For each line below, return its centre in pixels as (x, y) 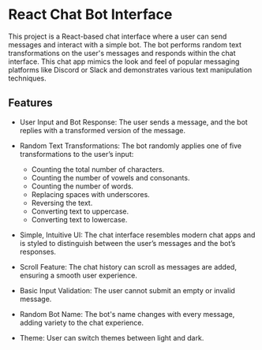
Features (30, 103)
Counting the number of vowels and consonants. (110, 177)
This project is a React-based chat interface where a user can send (118, 36)
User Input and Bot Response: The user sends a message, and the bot (134, 122)
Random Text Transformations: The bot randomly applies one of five (131, 145)
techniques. (27, 78)
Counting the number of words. (82, 186)
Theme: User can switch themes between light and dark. (112, 337)
